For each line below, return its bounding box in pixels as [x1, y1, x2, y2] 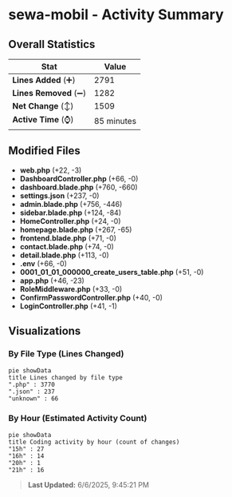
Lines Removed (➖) [12, 88, 86, 98]
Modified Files [8, 144, 81, 157]
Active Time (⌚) [12, 114, 74, 125]
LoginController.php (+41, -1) [19, 301, 118, 311]
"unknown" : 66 [8, 394, 59, 403]
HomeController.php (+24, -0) [19, 216, 121, 225]
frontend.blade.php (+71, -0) [19, 233, 117, 243]
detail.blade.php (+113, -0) [19, 250, 109, 260]
